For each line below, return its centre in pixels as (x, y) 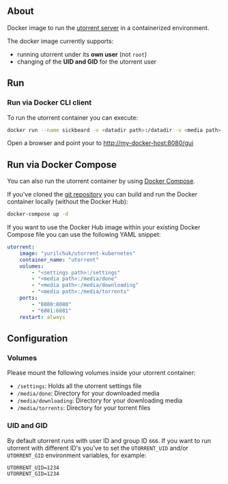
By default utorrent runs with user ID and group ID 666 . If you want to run (109, 440)
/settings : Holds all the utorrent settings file (79, 386)
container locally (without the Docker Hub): (68, 202)
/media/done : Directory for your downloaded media (88, 394)
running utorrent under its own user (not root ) (82, 54)
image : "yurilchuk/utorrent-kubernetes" (77, 253)
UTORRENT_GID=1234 (33, 474)
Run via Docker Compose (62, 165)
